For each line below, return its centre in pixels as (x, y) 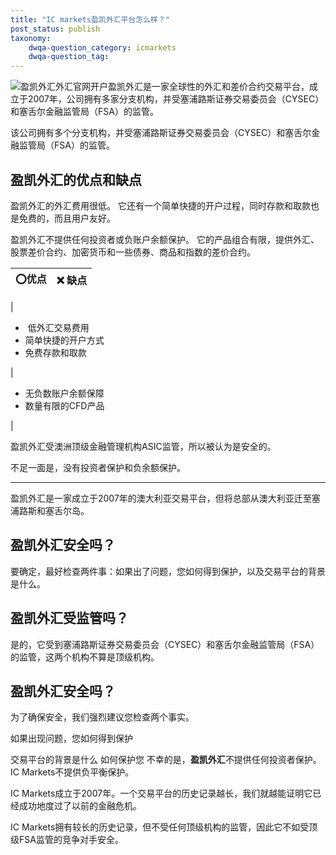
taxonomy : (31, 38)
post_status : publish (55, 29)
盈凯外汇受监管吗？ (69, 618)
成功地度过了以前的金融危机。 (80, 806)
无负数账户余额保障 (64, 393)
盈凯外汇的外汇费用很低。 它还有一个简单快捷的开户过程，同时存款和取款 (160, 205)
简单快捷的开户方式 (64, 340)
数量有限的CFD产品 (64, 405)
